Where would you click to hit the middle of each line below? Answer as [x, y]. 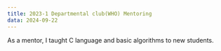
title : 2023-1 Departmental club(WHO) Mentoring [80, 14]
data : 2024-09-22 [33, 20]
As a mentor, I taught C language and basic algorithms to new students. [110, 40]
